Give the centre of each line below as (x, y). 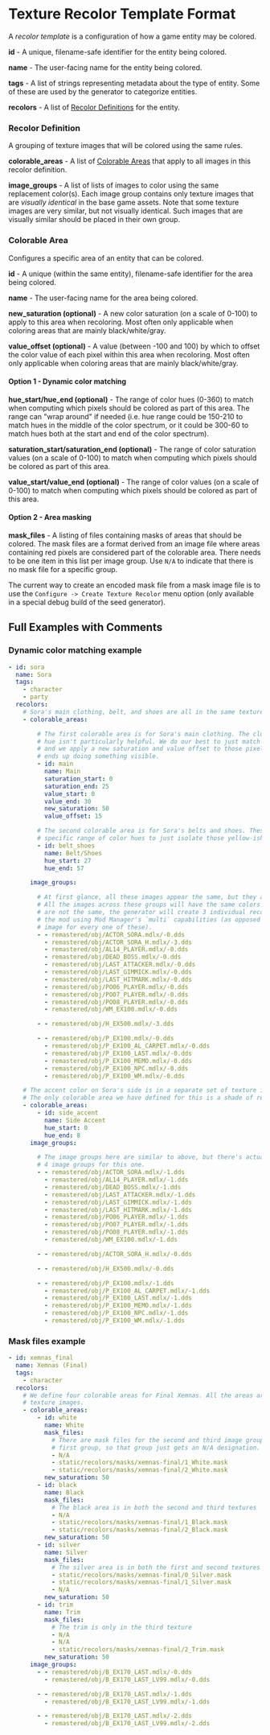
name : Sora (34, 674)
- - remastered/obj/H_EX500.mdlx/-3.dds (106, 1024)
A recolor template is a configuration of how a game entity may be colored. (133, 36)
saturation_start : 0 (78, 779)
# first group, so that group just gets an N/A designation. (156, 1448)
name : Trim (62, 1612)
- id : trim (55, 1605)
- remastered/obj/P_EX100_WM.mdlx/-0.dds (114, 1076)
